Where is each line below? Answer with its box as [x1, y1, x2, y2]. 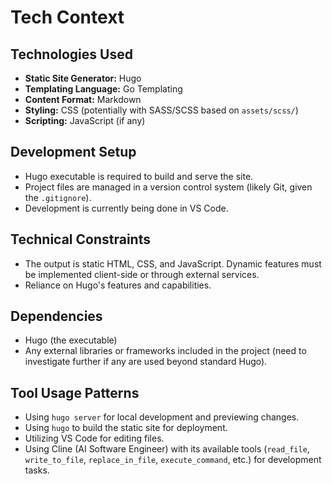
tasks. [24, 464, 50, 476]
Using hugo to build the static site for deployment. [24, 422, 228, 434]
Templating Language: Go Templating [24, 83, 183, 95]
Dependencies [10, 308, 103, 325]
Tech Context [10, 6, 125, 29]
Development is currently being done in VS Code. [24, 202, 229, 214]
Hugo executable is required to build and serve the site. [24, 170, 254, 182]
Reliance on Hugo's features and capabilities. [24, 279, 212, 291]
